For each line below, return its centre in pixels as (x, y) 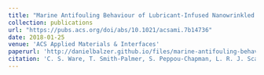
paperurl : (24, 52)
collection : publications (50, 23)
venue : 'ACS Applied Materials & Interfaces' (84, 45)
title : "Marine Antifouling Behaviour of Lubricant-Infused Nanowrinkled (132, 15)
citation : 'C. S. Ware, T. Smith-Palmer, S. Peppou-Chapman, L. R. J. (126, 59)
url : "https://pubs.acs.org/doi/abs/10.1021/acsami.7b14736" (110, 30)
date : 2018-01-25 (37, 37)
